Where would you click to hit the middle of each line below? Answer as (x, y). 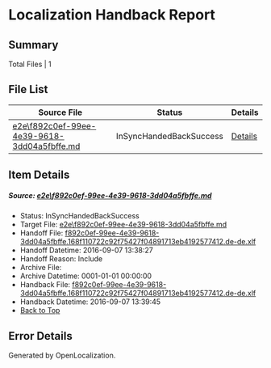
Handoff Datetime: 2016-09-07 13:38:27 (86, 250)
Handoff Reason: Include (61, 259)
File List (28, 89)
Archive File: (41, 268)
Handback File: (45, 285)
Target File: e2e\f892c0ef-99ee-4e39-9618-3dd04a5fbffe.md (123, 225)
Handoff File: (42, 233)
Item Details (39, 175)
